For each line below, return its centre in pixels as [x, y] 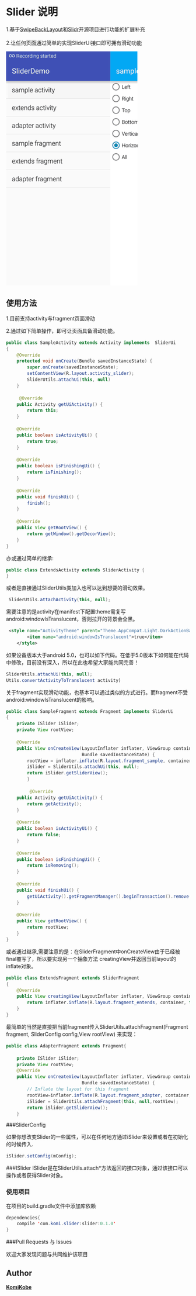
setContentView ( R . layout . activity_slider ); [80, 374]
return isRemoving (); [53, 866]
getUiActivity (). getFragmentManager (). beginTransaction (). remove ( [109, 896]
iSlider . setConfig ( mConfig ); [41, 1156]
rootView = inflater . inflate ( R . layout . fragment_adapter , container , [109, 1095]
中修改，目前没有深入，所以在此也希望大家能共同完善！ [72, 662]
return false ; [44, 835]
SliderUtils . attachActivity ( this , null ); [60, 600]
